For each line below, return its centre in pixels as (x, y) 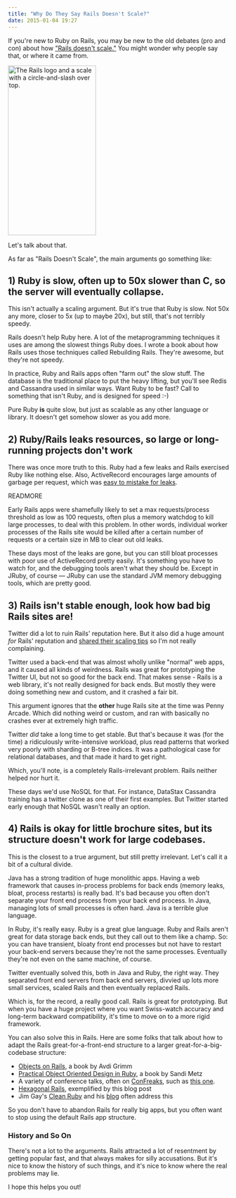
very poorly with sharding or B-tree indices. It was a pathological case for (114, 749)
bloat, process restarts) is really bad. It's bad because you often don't (109, 893)
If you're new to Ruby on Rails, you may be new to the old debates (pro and (117, 40)
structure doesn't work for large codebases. (107, 840)
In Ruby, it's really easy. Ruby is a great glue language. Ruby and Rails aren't (118, 929)
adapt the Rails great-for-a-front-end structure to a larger (91, 1045)
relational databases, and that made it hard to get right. (87, 757)
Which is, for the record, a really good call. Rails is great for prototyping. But (118, 1001)
